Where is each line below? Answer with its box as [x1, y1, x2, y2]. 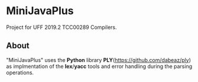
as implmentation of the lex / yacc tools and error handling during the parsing [6, 63, 193, 70]
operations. [6, 69, 34, 76]
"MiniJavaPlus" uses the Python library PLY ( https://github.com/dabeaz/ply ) [6, 56, 191, 63]
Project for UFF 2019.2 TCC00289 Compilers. [6, 24, 117, 31]
